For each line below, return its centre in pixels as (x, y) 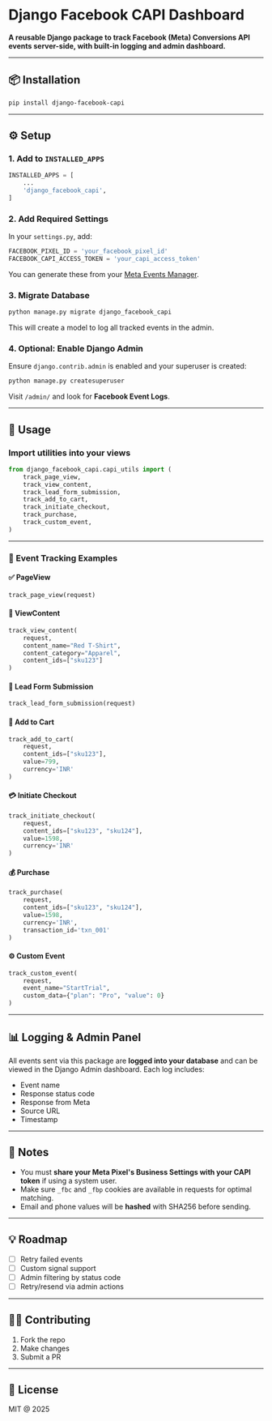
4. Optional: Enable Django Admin (76, 348)
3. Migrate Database (49, 295)
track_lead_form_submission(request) (72, 704)
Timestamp (39, 1119)
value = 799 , (41, 762)
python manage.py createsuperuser (67, 381)
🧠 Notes (29, 1152)
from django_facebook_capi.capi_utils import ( (90, 469)
